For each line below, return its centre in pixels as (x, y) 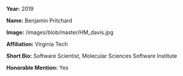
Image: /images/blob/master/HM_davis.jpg (60, 32)
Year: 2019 (20, 9)
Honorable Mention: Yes (37, 67)
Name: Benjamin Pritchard (40, 20)
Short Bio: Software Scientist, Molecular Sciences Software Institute (92, 56)
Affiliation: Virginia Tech (37, 44)
